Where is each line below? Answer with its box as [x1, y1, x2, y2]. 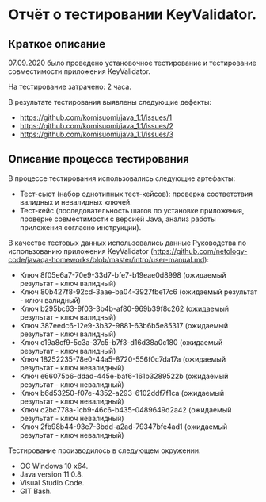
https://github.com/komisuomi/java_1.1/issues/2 [19, 121, 174, 130]
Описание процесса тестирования [8, 152, 190, 166]
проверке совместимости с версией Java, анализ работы [19, 214, 216, 224]
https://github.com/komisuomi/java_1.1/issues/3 [19, 129, 174, 139]
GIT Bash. [19, 486, 52, 496]
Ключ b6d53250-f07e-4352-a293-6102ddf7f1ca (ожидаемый [19, 388, 225, 397]
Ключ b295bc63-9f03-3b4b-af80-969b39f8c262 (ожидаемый [19, 304, 230, 313]
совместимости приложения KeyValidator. [8, 67, 150, 76]
